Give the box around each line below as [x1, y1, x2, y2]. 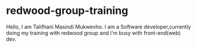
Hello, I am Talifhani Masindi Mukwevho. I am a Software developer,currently [6, 23, 191, 30]
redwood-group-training [6, 4, 128, 17]
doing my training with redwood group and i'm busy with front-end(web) [6, 29, 181, 36]
